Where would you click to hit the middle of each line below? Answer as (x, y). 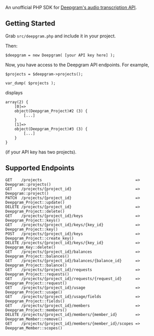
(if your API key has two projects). (41, 152)
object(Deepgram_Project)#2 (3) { (51, 111)
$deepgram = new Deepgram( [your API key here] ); (60, 55)
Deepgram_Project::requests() (37, 274)
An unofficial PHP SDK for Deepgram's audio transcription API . (71, 7)
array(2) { (17, 102)
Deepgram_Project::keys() (33, 220)
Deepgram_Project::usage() (34, 292)
